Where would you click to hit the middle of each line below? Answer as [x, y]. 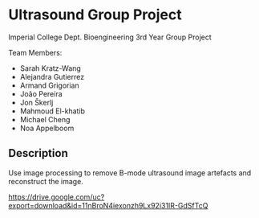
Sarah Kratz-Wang [51, 68]
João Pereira [41, 93]
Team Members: [35, 52]
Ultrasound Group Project [95, 15]
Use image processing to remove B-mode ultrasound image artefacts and [130, 173]
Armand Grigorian [50, 85]
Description [38, 153]
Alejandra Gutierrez [52, 76]
